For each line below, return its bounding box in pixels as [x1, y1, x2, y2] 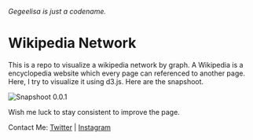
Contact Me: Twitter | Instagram [8, 122, 112, 132]
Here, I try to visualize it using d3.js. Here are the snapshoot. [8, 76, 204, 86]
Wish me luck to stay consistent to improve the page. [8, 107, 181, 116]
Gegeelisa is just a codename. [8, 7, 107, 16]
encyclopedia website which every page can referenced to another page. [8, 68, 246, 78]
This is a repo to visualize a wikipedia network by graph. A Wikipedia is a [8, 60, 244, 69]
